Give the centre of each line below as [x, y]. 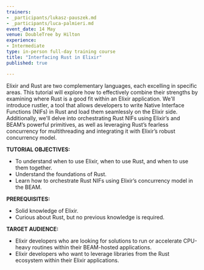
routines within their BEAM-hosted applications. [92, 247]
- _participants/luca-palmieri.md [50, 23]
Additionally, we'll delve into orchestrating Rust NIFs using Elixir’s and [93, 118]
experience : [21, 40]
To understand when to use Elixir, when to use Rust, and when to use [102, 161]
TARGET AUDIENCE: [33, 229]
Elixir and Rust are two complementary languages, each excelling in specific [102, 85]
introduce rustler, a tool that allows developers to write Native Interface [95, 105]
